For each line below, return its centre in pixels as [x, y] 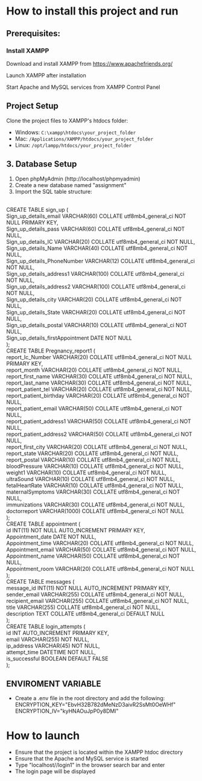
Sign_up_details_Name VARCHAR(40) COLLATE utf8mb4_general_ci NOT [97, 248]
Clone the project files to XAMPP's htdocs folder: [67, 120]
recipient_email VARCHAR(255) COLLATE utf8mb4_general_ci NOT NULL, [98, 601]
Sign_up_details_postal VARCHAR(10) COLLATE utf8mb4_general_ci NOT [97, 325]
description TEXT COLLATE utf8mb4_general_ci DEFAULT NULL [85, 613]
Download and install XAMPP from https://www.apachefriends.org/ [90, 63]
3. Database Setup [42, 164]
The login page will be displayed [55, 771]
